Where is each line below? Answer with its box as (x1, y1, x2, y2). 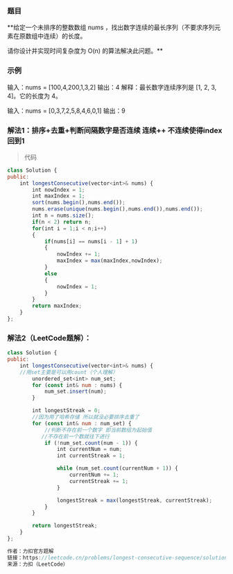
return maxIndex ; (32, 302, 82, 310)
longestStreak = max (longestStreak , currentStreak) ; (56, 497, 213, 504)
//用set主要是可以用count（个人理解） (19, 368, 118, 376)
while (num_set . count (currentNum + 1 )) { (56, 465, 178, 472)
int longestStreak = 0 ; (32, 407, 101, 414)
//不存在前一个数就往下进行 (41, 433, 110, 440)
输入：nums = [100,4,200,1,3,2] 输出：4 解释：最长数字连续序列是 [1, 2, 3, (7, 83, 217, 91)
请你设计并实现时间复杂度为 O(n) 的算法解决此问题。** (7, 47, 164, 55)
